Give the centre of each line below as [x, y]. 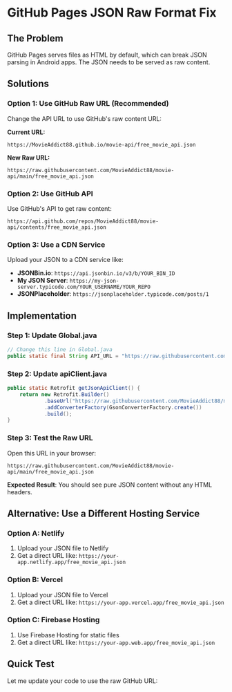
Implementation [42, 316]
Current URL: [26, 132]
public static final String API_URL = [63, 356]
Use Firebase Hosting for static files [68, 635]
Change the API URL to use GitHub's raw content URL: [85, 118]
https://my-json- [94, 281]
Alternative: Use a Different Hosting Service [104, 513]
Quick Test [31, 664]
